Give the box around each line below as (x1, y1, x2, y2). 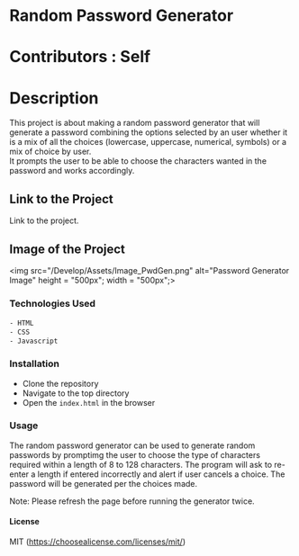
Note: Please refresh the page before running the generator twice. (9, 496, 255, 507)
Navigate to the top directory (22, 388, 130, 399)
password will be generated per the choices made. (9, 478, 198, 489)
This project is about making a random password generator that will (9, 118, 260, 129)
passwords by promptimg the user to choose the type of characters (9, 449, 261, 460)
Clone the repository (22, 378, 99, 389)
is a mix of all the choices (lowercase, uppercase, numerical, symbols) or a (9, 137, 286, 148)
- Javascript (9, 336, 59, 346)
